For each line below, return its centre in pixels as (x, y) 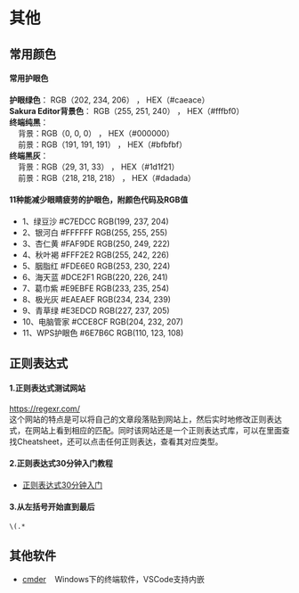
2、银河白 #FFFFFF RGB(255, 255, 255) (95, 232)
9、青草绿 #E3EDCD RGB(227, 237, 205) (96, 310)
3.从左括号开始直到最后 (52, 507)
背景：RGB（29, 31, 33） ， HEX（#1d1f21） (98, 167)
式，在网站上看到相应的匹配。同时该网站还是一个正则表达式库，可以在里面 (145, 430)
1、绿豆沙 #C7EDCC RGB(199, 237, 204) (95, 221)
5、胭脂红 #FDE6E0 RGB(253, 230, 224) (96, 266)
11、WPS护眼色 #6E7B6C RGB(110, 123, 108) (103, 333)
